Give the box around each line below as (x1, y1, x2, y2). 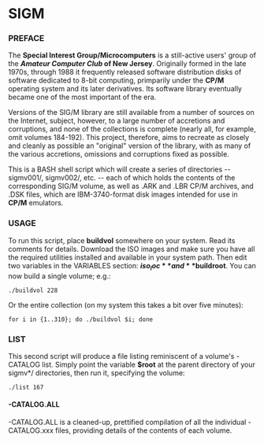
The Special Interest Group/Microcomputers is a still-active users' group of (8, 50, 257, 60)
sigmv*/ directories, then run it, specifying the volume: (8, 367, 185, 378)
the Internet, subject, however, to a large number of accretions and (8, 116, 225, 126)
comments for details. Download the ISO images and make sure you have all (8, 244, 255, 253)
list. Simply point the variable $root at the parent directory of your (42, 360, 256, 369)
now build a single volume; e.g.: (8, 271, 111, 280)
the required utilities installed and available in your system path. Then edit (8, 253, 247, 262)
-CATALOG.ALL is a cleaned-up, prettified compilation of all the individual (8, 418, 247, 427)
